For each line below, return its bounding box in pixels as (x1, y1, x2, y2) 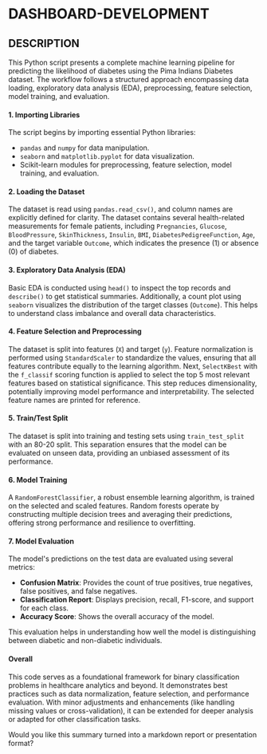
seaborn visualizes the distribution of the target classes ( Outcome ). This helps (8, 300, 258, 310)
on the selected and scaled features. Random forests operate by (8, 501, 219, 511)
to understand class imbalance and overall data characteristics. (8, 308, 217, 318)
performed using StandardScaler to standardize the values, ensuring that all (8, 353, 257, 362)
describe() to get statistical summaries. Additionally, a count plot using (8, 291, 241, 301)
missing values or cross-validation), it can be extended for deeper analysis (8, 705, 253, 715)
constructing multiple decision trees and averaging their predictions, (8, 510, 233, 519)
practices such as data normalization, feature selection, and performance (8, 689, 249, 698)
